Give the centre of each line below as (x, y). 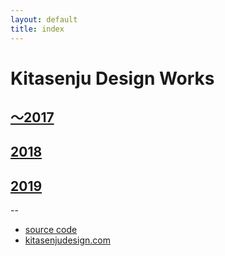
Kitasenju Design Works (112, 78)
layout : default (44, 19)
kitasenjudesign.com (67, 240)
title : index (37, 29)
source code (51, 230)
